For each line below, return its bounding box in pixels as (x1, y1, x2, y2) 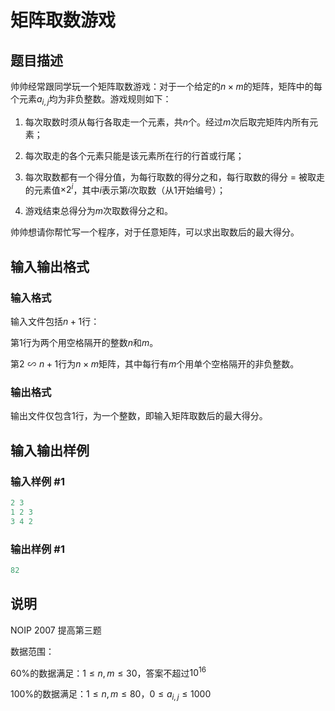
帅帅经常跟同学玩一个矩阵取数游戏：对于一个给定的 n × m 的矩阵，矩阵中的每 (10, 81, 323, 92)
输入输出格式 (10, 258, 90, 275)
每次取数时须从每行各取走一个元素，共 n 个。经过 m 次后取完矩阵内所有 (24, 116, 310, 128)
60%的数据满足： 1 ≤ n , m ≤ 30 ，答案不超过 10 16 (10, 665, 207, 679)
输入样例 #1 (10, 474, 65, 488)
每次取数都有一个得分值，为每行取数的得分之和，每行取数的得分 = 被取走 (24, 171, 325, 183)
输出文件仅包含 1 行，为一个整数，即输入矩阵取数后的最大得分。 (10, 410, 268, 422)
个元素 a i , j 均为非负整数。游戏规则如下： (10, 93, 172, 107)
